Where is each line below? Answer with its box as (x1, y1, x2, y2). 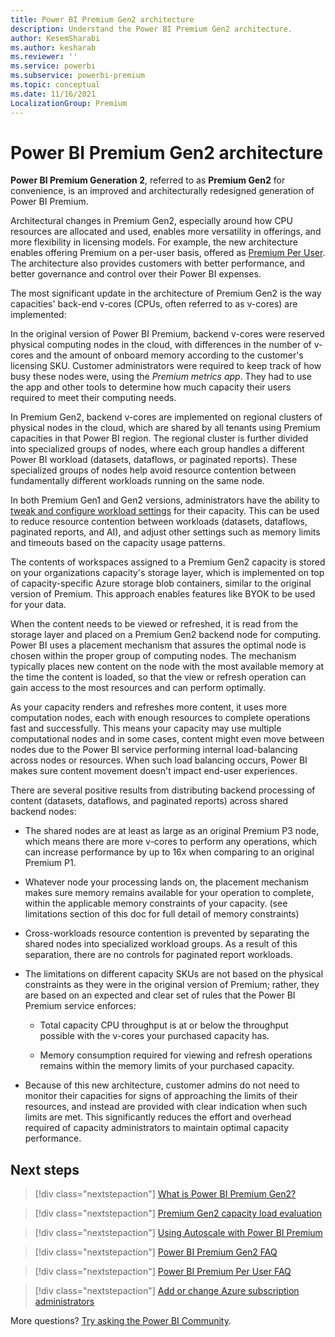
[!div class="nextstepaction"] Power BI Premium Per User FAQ (34, 1266, 292, 1278)
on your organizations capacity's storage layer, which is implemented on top (10, 567, 325, 579)
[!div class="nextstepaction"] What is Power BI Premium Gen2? (34, 1188, 297, 1200)
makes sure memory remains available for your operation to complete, (24, 887, 315, 899)
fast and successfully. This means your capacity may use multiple (10, 722, 282, 735)
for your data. (10, 599, 67, 611)
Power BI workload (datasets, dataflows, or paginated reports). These (10, 454, 298, 466)
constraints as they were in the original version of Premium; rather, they (24, 979, 320, 991)
